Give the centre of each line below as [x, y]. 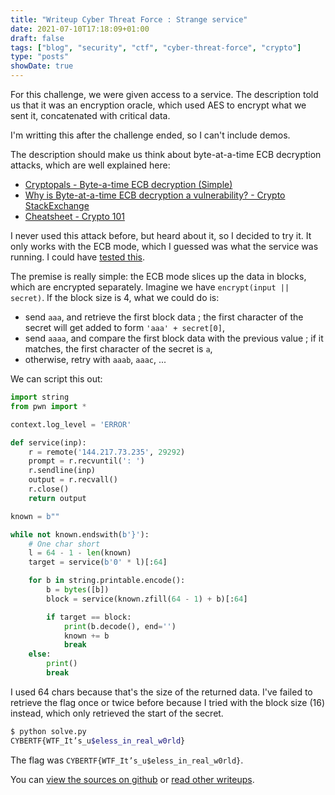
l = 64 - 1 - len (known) [80, 553]
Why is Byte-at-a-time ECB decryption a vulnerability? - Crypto [155, 195]
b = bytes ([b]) [78, 590]
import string [40, 397]
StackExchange [57, 205]
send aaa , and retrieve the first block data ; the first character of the [164, 317]
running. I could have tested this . [78, 257]
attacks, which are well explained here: [90, 165]
